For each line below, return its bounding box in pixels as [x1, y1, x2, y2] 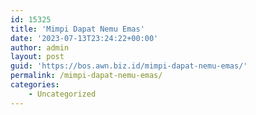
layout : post [10, 52, 65, 62]
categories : [10, 80, 60, 90]
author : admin [10, 42, 70, 53]
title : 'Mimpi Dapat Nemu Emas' [10, 24, 145, 34]
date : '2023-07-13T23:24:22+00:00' [10, 33, 159, 43]
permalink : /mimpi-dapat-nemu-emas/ [10, 71, 163, 81]
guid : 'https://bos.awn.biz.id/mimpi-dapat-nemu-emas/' [10, 61, 248, 71]
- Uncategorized [28, 89, 97, 99]
